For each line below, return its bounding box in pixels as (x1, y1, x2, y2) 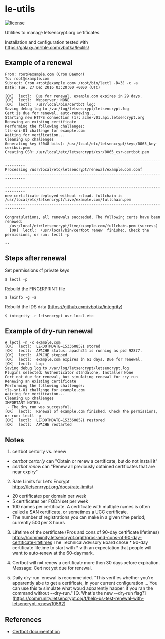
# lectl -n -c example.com (5, 340, 61, 345)
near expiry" (12, 469, 38, 475)
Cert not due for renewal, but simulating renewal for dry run (5, 375, 138, 380)
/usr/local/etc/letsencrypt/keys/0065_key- (67, 141, 158, 146)
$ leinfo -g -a (5, 295, 37, 300)
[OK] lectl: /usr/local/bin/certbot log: (5, 102, 96, 107)
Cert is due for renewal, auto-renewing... (5, 110, 96, 116)
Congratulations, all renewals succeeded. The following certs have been (5, 214, 161, 220)
